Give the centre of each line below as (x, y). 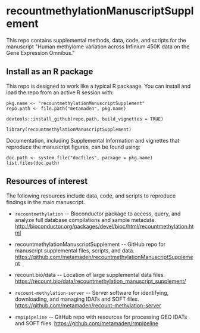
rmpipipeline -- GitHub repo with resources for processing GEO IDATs (101, 317)
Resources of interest (47, 181)
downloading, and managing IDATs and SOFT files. (77, 299)
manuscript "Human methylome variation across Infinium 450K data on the (98, 47)
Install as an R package (50, 72)
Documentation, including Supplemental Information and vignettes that (93, 140)
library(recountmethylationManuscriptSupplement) (69, 129)
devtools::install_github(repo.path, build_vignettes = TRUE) (85, 119)
